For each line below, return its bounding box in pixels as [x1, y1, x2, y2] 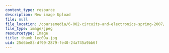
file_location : [5, 21, 37, 27]
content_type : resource [5, 7, 55, 13]
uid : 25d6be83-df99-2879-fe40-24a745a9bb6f [5, 40, 98, 45]
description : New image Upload [5, 12, 71, 17]
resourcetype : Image [5, 31, 49, 36]
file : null [5, 17, 28, 22]
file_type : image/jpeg [5, 26, 53, 31]
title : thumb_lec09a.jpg [5, 36, 57, 41]
